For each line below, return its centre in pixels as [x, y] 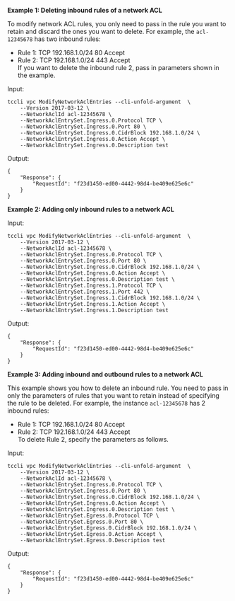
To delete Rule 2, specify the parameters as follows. [93, 439]
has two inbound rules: [67, 39]
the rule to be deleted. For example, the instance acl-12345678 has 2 [107, 403]
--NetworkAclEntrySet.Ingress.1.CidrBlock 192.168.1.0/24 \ [110, 298]
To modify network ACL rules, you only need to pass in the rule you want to [117, 24]
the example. [36, 75]
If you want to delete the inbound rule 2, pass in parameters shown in [119, 68]
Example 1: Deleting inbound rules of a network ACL [85, 10]
